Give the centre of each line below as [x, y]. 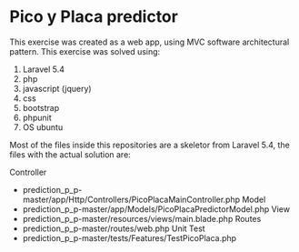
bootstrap [41, 107]
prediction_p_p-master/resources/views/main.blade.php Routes [142, 218]
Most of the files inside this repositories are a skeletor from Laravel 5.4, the [150, 145]
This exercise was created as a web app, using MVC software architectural [149, 42]
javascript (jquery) [57, 88]
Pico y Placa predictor [94, 17]
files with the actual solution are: [70, 154]
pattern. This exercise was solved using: [85, 51]
